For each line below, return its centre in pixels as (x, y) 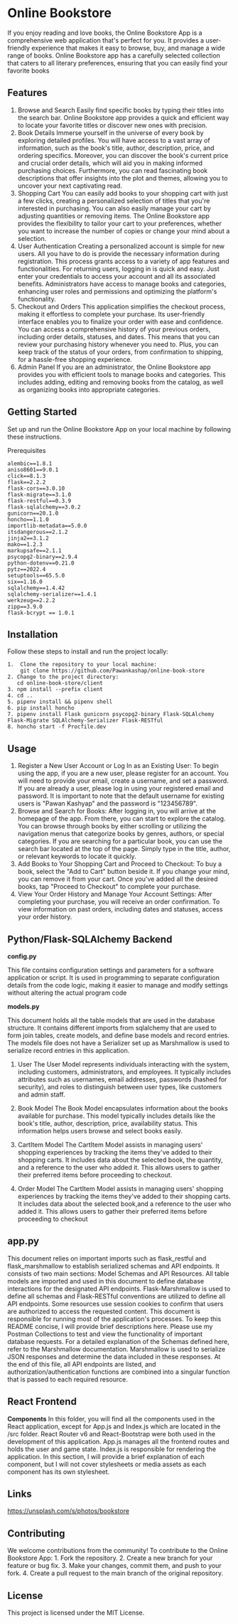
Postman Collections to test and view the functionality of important (105, 1334)
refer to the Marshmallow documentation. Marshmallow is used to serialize (117, 1349)
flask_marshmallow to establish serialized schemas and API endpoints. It (114, 1266)
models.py (23, 1006)
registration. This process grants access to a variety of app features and (123, 261)
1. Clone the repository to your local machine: (82, 665)
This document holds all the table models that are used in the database (111, 1020)
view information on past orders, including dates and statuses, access (120, 909)
